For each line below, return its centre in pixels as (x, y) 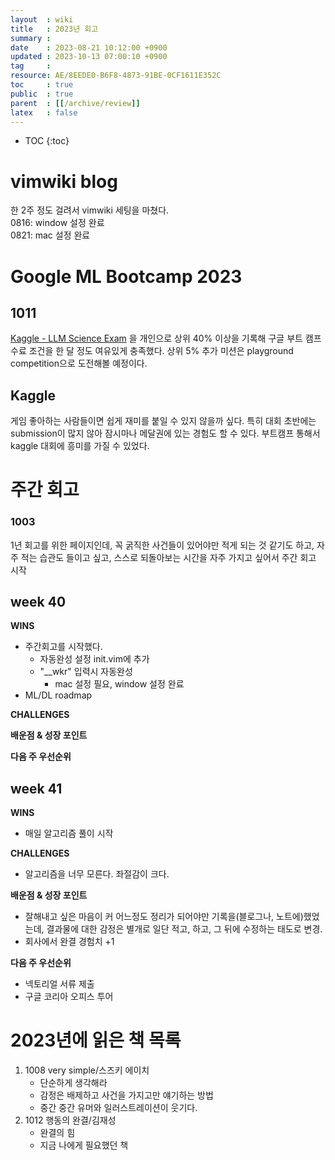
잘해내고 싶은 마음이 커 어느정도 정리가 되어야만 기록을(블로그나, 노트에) (164, 917)
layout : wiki (42, 19)
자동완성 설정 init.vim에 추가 (94, 659)
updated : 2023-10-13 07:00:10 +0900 (89, 57)
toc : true (42, 85)
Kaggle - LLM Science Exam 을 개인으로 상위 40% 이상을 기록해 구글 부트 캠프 (166, 338)
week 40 (38, 602)
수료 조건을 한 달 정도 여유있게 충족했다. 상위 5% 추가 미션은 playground (152, 351)
